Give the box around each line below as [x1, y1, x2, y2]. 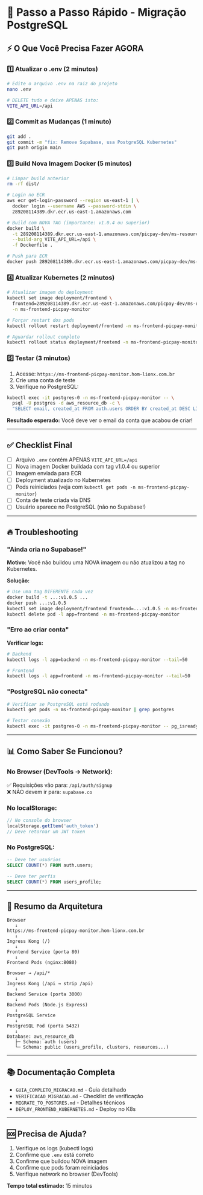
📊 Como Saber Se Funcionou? [7, 746, 123, 757]
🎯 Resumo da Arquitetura [7, 901, 103, 911]
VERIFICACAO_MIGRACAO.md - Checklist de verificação [15, 1093, 143, 1100]
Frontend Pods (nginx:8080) [7, 960, 78, 966]
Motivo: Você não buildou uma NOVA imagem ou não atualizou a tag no [7, 559, 186, 566]
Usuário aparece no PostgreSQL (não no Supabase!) [15, 503, 146, 510]
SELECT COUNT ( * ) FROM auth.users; [7, 862, 94, 868]
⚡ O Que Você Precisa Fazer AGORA [7, 43, 144, 53]
